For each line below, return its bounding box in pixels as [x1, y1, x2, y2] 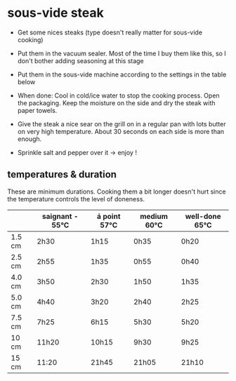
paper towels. [17, 106, 58, 114]
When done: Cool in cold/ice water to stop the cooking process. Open [17, 91, 220, 100]
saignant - [41, 211, 79, 221]
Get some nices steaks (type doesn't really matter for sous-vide [17, 28, 202, 36]
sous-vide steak [7, 5, 104, 21]
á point [96, 211, 121, 221]
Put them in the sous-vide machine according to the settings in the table [17, 70, 227, 79]
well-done [185, 211, 221, 221]
